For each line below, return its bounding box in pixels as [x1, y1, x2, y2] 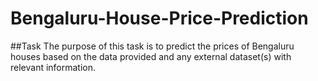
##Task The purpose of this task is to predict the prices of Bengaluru [10, 40, 295, 52]
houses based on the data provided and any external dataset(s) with [10, 50, 292, 62]
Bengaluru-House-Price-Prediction [10, 7, 309, 30]
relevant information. [10, 61, 97, 73]
